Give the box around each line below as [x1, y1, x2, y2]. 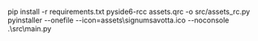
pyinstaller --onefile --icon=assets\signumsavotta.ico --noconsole [7, 15, 230, 25]
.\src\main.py [7, 24, 52, 33]
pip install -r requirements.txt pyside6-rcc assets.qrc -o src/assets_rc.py [7, 7, 251, 16]
